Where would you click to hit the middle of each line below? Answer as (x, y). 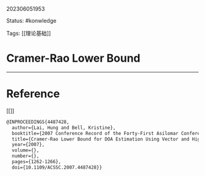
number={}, (26, 156)
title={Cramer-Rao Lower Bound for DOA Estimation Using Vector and (101, 139)
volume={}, (26, 150)
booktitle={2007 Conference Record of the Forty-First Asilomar (95, 133)
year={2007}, (28, 145)
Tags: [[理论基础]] (29, 33)
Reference (33, 94)
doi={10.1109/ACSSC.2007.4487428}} (57, 167)
